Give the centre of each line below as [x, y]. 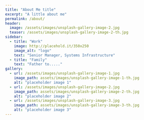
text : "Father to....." [38, 64]
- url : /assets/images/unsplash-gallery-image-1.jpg [65, 73]
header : [13, 23]
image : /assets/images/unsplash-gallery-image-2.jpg [65, 28]
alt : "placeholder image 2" [43, 96]
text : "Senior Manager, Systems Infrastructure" [65, 55]
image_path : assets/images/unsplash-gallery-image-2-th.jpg [77, 92]
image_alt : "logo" [33, 50]
